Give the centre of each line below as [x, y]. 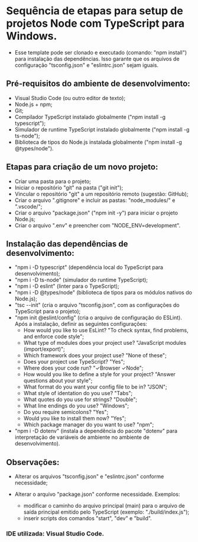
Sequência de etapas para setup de [95, 11]
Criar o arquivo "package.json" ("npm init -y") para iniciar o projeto [96, 213]
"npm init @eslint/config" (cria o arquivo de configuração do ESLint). [98, 317]
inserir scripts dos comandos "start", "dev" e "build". [87, 518]
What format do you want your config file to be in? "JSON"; [95, 387]
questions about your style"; [58, 381]
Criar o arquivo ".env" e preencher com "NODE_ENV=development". [98, 225]
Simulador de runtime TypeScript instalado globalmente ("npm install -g [102, 129]
